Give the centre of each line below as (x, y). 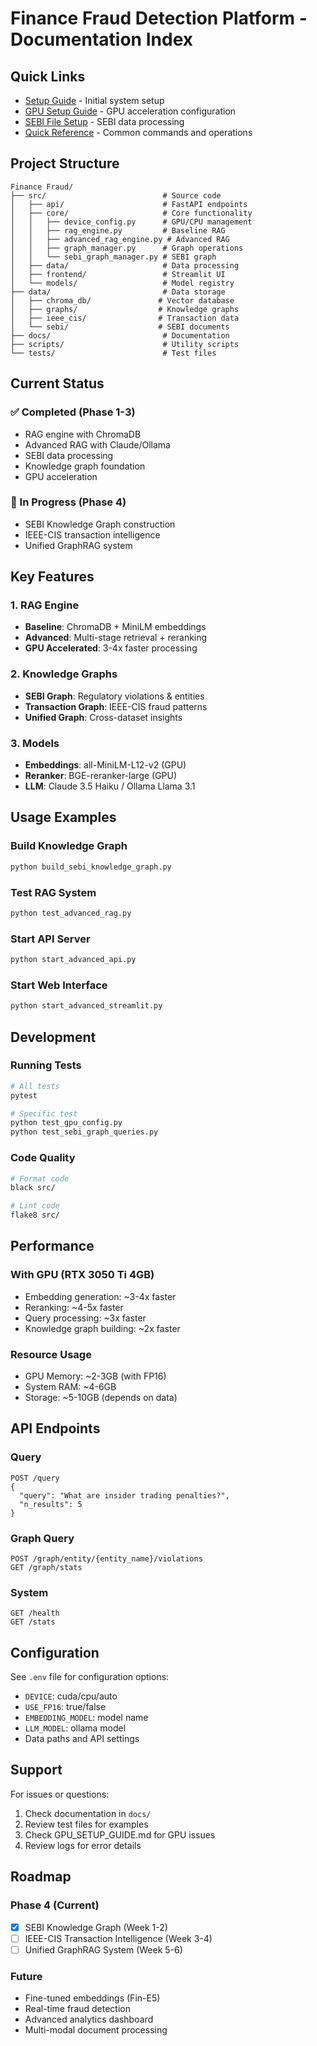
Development (53, 1037)
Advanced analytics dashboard (89, 2019)
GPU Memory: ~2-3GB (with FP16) (95, 1376)
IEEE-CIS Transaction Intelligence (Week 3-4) (118, 1938)
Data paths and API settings (82, 1739)
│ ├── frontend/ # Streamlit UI (118, 274)
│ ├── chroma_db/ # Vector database (122, 300)
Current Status (57, 383)
